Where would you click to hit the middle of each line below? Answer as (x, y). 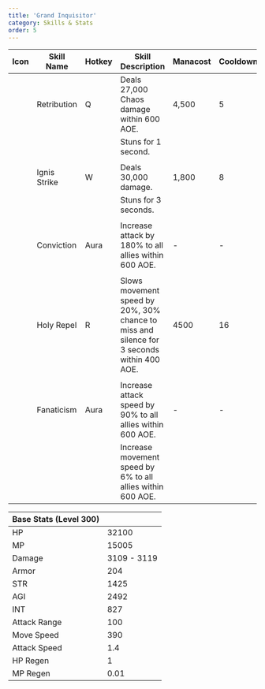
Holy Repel (57, 326)
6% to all (137, 477)
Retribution (57, 105)
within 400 (140, 359)
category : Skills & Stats (50, 23)
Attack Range (37, 622)
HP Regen (31, 661)
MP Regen (31, 673)
